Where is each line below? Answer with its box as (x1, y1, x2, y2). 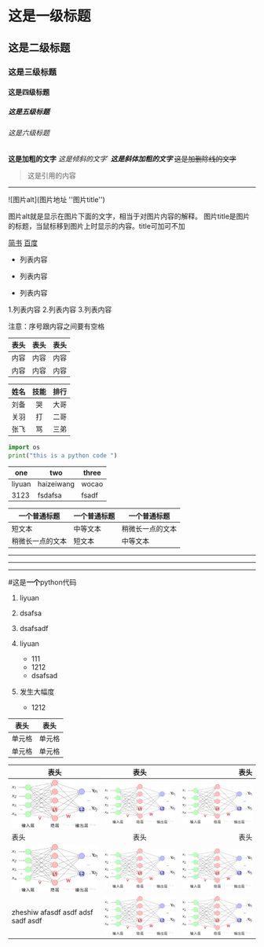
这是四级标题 (8, 87, 49, 97)
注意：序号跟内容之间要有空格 (8, 321, 104, 331)
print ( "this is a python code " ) (8, 451, 118, 460)
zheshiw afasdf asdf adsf (11, 908, 93, 917)
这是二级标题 (8, 41, 71, 54)
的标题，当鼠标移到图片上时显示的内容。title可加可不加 (8, 221, 186, 230)
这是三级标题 (8, 66, 57, 77)
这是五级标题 (8, 107, 49, 116)
